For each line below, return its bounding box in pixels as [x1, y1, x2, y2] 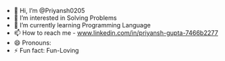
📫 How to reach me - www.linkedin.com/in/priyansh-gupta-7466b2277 [13, 29, 219, 37]
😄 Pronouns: [13, 38, 52, 47]
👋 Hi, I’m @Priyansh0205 [13, 7, 85, 14]
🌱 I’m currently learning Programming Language [13, 21, 151, 29]
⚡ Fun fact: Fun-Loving [13, 47, 80, 54]
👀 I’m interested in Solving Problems [13, 14, 117, 22]
